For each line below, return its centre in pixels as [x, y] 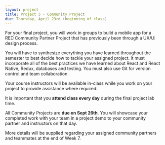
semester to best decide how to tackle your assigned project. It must [75, 58]
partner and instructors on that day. [41, 123]
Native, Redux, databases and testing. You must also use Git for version [78, 69]
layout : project [22, 10]
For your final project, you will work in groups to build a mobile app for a [78, 33]
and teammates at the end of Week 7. [43, 138]
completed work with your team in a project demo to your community [76, 118]
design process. [21, 43]
